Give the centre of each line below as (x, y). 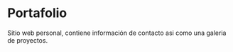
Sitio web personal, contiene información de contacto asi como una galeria (117, 33)
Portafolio (37, 13)
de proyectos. (28, 40)
